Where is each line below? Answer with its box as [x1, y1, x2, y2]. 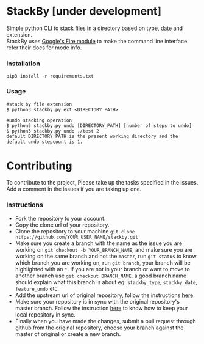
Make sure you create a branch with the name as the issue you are [15, 240, 183, 247]
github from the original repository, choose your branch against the [15, 324, 184, 331]
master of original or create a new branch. [15, 330, 121, 337]
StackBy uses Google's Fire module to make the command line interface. [6, 37, 189, 45]
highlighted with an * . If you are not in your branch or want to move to [15, 265, 190, 273]
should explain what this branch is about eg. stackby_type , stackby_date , [15, 278, 198, 285]
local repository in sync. [15, 310, 76, 318]
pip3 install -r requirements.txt [6, 73, 94, 79]
